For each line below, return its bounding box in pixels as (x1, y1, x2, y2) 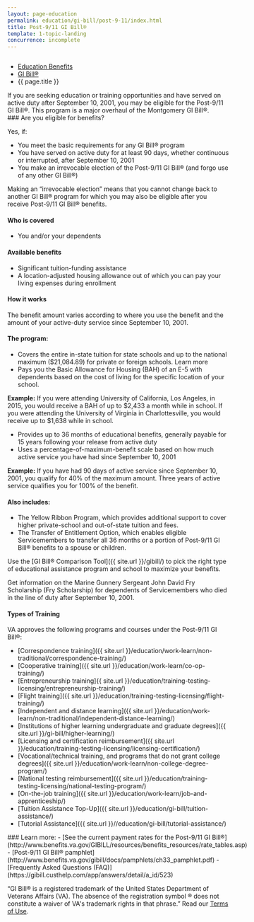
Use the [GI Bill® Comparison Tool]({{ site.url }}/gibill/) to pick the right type (7, 557, 227, 566)
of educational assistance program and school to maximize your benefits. (7, 565, 221, 573)
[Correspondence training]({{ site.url (17, 647, 125, 655)
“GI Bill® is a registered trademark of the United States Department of (7, 884, 210, 893)
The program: (7, 334, 49, 343)
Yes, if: (7, 127, 28, 136)
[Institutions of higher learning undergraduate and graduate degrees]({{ (17, 722, 226, 730)
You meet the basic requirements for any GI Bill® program (17, 141, 186, 149)
